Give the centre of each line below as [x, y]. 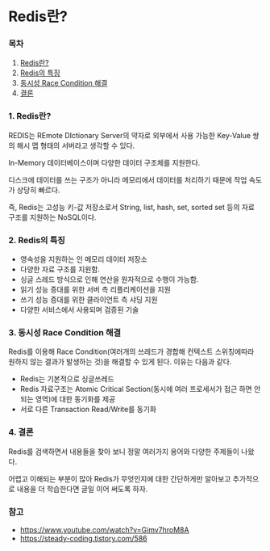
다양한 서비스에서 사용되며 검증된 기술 [79, 310]
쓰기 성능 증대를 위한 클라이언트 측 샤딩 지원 [89, 300]
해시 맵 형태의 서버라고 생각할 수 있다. [76, 145]
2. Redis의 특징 [37, 240]
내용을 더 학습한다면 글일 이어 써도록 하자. [82, 489]
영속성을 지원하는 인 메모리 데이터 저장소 [83, 259]
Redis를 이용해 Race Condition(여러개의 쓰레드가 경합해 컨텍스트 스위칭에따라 [131, 351]
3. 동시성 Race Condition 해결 [65, 332]
